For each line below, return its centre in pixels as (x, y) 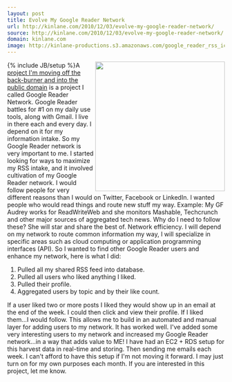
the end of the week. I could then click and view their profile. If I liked (105, 312)
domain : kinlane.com (37, 39)
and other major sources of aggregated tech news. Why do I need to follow (114, 219)
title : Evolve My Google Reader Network (66, 20)
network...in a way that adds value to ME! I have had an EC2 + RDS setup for (116, 342)
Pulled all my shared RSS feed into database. (81, 269)
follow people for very (39, 190)
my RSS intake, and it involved (50, 168)
